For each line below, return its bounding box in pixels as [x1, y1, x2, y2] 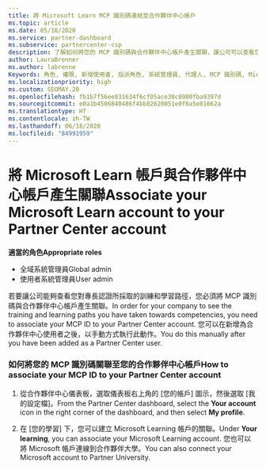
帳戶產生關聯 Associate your [22, 185, 207, 204]
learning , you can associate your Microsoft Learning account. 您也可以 [19, 434, 252, 443]
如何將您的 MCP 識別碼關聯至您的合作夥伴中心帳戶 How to [8, 359, 229, 370]
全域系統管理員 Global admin [19, 264, 112, 273]
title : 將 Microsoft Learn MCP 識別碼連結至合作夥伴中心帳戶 [8, 11, 196, 20]
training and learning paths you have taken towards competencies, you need [8, 310, 258, 319]
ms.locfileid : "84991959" [8, 129, 93, 137]
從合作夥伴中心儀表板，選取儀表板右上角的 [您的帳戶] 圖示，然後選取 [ [19, 388, 249, 398]
